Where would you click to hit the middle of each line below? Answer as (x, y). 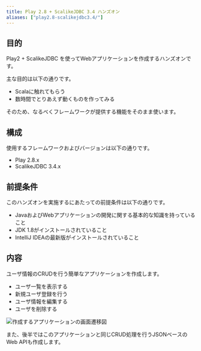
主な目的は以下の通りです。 (40, 79)
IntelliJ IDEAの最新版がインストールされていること (77, 237)
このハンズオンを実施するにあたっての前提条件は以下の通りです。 (87, 202)
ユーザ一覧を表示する (41, 286)
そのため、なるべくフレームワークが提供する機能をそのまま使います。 (93, 112)
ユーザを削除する (36, 308)
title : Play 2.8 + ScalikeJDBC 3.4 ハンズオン (63, 12)
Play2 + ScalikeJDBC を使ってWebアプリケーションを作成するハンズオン (96, 59)
